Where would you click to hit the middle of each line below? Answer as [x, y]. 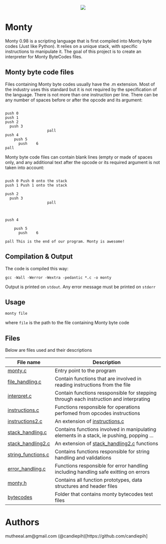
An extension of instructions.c [90, 421]
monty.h [17, 483]
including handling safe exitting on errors [102, 472]
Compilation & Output [39, 257]
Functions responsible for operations [98, 407]
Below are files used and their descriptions [49, 350]
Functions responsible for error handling [102, 466]
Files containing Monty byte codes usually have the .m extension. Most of [80, 84]
